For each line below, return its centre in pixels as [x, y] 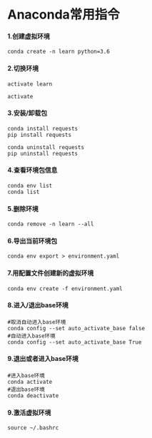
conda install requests [43, 128]
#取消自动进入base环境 [37, 322]
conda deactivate [33, 396]
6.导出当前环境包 [32, 240]
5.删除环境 [23, 208]
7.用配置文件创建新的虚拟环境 [51, 273]
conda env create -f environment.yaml [65, 289]
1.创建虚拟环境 [29, 36]
